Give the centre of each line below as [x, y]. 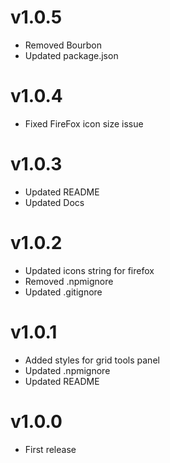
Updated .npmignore [67, 370]
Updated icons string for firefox [89, 270]
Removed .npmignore [69, 281]
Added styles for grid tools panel [92, 360]
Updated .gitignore [63, 292]
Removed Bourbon [63, 45]
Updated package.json [71, 55]
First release [50, 449]
